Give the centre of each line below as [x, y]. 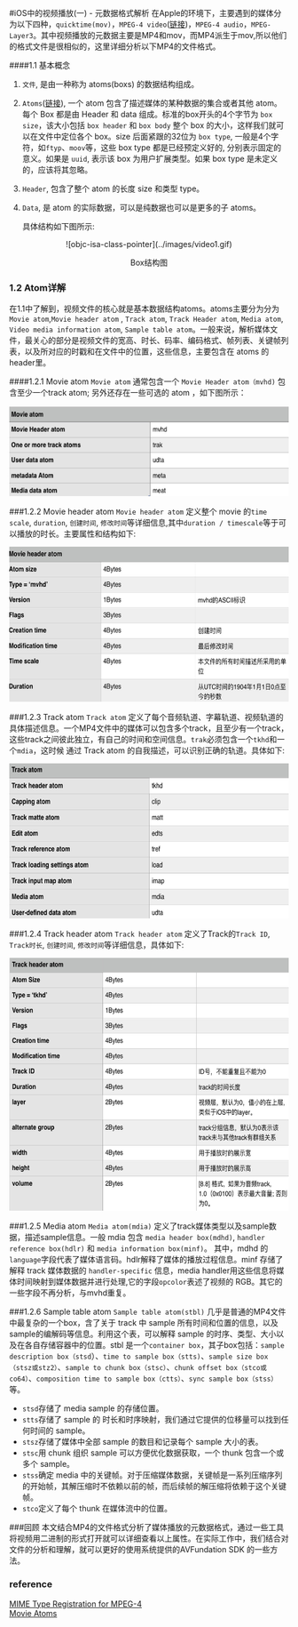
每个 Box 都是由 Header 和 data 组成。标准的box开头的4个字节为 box [147, 114]
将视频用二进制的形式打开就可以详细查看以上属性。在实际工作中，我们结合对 [149, 1539]
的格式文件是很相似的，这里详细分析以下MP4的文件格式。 [115, 46]
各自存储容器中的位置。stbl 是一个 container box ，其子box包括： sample [155, 1345]
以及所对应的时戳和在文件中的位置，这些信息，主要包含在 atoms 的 [147, 352]
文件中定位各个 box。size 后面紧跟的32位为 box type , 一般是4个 [154, 136]
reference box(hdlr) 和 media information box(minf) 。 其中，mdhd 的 [139, 1248]
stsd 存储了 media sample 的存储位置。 [93, 1408]
